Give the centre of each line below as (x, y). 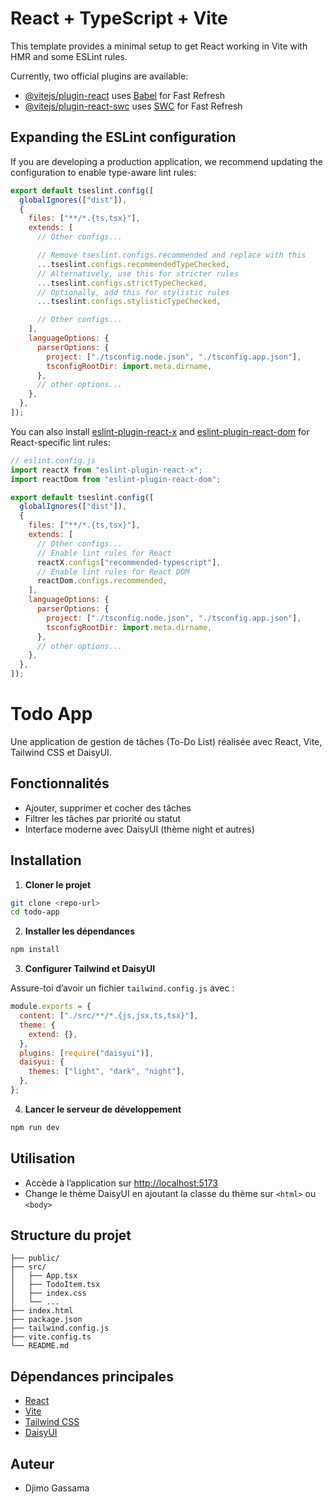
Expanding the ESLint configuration (123, 137)
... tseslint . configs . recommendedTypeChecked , (133, 264)
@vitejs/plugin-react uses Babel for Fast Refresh (125, 95)
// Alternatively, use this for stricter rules (138, 273)
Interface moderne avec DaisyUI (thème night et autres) (139, 829)
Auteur (32, 1463)
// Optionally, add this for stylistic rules (133, 292)
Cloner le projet (58, 884)
